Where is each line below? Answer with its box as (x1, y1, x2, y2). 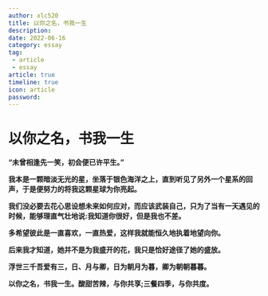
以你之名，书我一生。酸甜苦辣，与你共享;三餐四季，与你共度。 (8, 279, 214, 289)
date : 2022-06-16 (8, 33, 66, 42)
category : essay (8, 41, 62, 49)
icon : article (8, 85, 56, 94)
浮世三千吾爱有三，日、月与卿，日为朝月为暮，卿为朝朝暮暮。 (8, 262, 211, 271)
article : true (8, 71, 56, 79)
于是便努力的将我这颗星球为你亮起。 (22, 185, 141, 194)
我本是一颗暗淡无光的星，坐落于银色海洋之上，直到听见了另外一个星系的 (8, 174, 246, 184)
